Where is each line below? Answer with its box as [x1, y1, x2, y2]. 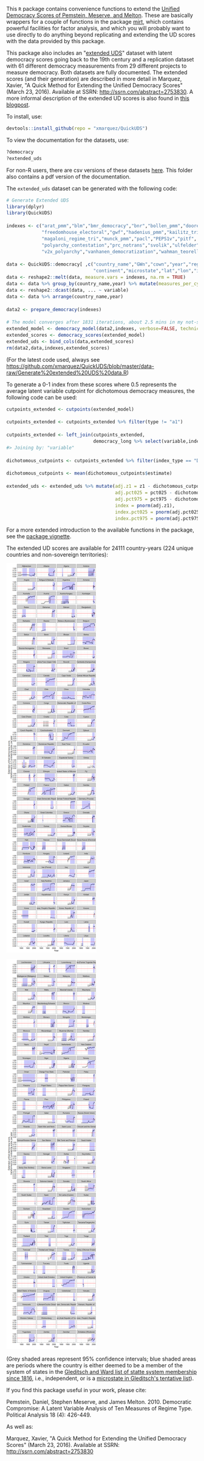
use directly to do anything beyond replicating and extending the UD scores [6, 31, 195, 38]
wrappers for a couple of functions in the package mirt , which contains [6, 18, 184, 25]
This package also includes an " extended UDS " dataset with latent [6, 49, 172, 57]
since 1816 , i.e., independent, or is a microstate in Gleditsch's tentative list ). [6, 1375, 194, 1382]
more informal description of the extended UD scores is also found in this [6, 94, 189, 102]
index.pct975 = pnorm [115, 515, 170, 521]
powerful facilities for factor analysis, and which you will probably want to [6, 24, 191, 32]
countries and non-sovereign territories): [6, 551, 108, 558]
